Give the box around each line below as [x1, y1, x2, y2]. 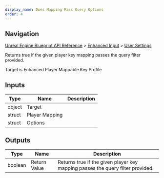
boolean [7, 161, 26, 168]
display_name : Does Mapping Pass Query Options [5, 7, 104, 12]
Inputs [5, 81, 25, 89]
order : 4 [5, 12, 23, 17]
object [7, 103, 22, 110]
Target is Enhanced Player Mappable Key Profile [5, 67, 102, 73]
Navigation [5, 30, 39, 38]
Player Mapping [26, 112, 63, 119]
